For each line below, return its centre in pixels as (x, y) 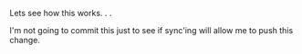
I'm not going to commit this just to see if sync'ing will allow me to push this (151, 30)
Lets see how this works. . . (61, 13)
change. (25, 40)
